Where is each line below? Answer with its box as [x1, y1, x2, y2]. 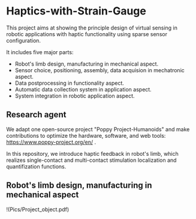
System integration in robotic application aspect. [14, 92, 135, 99]
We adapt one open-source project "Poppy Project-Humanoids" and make [6, 125, 190, 133]
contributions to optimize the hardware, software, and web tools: [6, 132, 166, 139]
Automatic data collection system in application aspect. [14, 85, 152, 93]
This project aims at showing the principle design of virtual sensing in [6, 24, 178, 31]
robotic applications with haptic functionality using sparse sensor [6, 30, 168, 37]
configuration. [6, 37, 41, 44]
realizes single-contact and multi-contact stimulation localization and [6, 156, 177, 164]
